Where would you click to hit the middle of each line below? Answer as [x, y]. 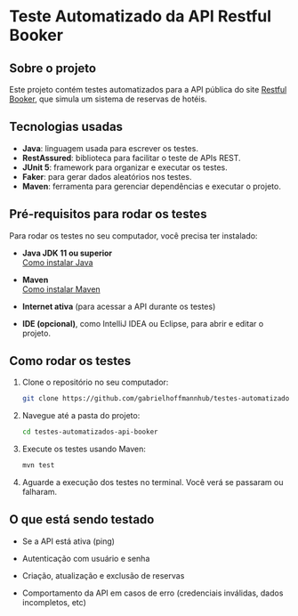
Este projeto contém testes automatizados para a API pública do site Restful [148, 89]
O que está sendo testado [82, 519]
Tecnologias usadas [66, 127]
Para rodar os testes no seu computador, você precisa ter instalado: [133, 235]
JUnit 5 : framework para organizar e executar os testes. [125, 167]
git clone [40, 399]
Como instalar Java [57, 262]
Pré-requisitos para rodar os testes [108, 214]
